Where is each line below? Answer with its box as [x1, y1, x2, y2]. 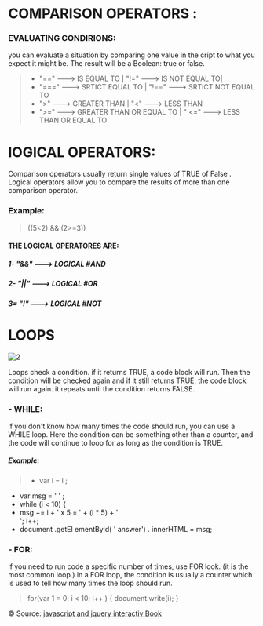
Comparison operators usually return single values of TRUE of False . [8, 169, 232, 179]
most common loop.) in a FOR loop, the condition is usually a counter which [8, 570, 253, 580]
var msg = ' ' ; [19, 491, 65, 500]
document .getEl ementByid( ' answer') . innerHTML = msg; [19, 524, 213, 533]
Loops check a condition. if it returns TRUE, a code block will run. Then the [8, 367, 251, 377]
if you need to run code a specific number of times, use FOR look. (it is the [8, 562, 249, 571]
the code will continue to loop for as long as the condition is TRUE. [8, 438, 224, 447]
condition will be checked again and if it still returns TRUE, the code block [8, 376, 247, 385]
